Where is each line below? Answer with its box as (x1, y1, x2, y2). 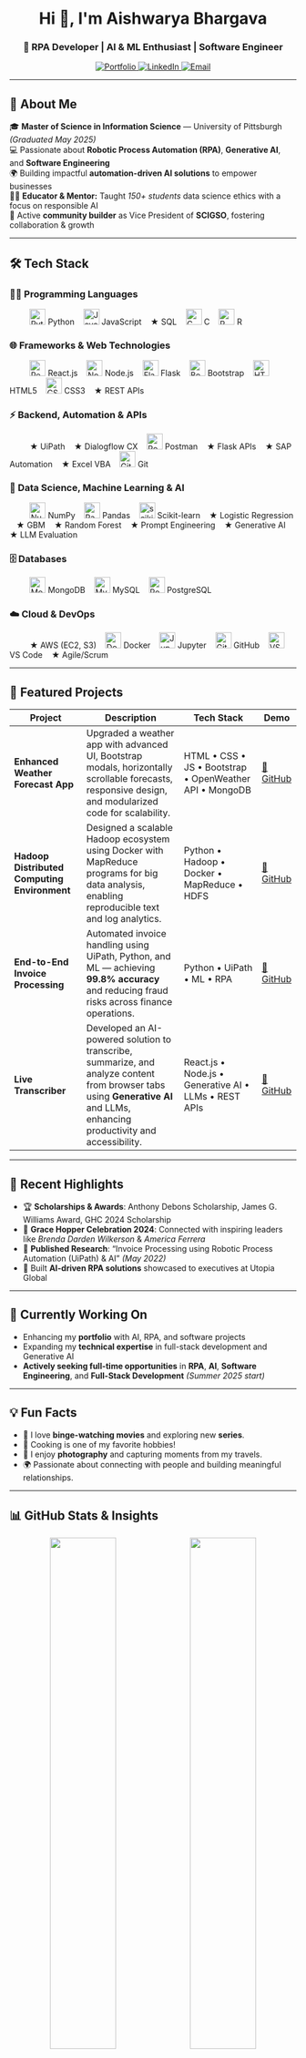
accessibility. (86, 1136, 143, 1149)
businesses (9, 181, 53, 192)
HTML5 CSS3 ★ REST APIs (9, 385, 145, 396)
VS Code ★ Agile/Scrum (9, 650, 109, 660)
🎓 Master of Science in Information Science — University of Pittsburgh (9, 121, 282, 132)
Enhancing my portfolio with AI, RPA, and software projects (22, 1331, 246, 1342)
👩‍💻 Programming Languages (9, 287, 138, 300)
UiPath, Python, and (86, 950, 171, 963)
